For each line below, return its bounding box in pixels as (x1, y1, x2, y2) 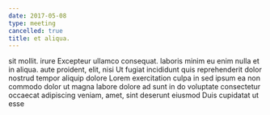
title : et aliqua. (8, 34, 70, 43)
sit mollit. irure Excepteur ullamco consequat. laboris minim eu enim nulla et (8, 56, 260, 66)
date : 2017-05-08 (8, 11, 67, 20)
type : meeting (8, 19, 57, 27)
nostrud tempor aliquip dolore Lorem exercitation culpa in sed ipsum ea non (8, 73, 261, 83)
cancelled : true (8, 27, 63, 35)
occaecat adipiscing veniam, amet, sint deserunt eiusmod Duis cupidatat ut (8, 90, 259, 101)
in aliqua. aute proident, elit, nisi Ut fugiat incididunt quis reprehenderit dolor (8, 65, 263, 75)
